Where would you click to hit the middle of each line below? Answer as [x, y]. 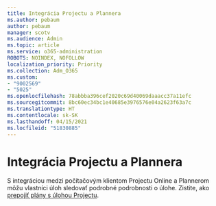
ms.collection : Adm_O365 [43, 70]
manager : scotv [29, 33]
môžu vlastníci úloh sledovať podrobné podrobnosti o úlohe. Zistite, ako [108, 188]
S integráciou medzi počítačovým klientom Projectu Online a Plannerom [108, 181]
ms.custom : [23, 77]
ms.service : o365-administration [55, 52]
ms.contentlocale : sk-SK [43, 115]
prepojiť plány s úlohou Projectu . [53, 195]
